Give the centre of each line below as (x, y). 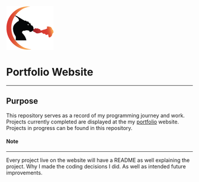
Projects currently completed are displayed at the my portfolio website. (93, 122)
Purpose (22, 101)
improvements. (24, 173)
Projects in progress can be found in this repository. (69, 128)
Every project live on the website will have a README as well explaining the (98, 160)
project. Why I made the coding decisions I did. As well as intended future (96, 166)
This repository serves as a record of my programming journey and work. (96, 115)
